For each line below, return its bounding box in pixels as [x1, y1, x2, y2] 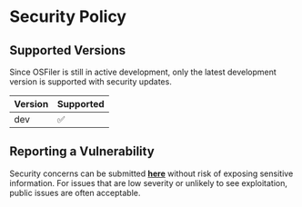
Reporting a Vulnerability [9, 143, 155, 160]
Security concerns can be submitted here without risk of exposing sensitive [9, 168, 294, 179]
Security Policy [9, 6, 127, 27]
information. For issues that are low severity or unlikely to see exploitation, [9, 177, 288, 188]
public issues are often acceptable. [9, 187, 141, 198]
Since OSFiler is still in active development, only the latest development [9, 66, 277, 77]
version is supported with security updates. [9, 76, 173, 87]
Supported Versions [9, 43, 126, 58]
